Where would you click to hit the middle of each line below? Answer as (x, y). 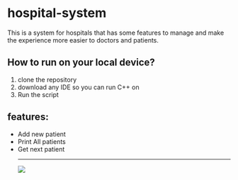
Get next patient (41, 149)
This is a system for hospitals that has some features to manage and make (116, 33)
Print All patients (41, 141)
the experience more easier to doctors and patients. (83, 40)
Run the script (38, 94)
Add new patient (41, 134)
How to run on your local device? (81, 63)
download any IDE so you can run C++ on (78, 87)
